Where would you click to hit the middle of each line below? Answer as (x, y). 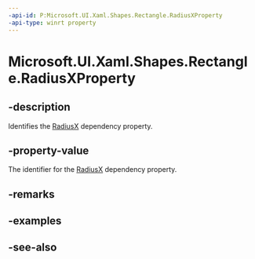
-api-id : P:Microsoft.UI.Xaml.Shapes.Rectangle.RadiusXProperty (115, 15)
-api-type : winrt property (52, 23)
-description (39, 107)
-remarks (31, 194)
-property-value (49, 150)
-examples (35, 221)
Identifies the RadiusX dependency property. (80, 126)
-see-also (33, 248)
